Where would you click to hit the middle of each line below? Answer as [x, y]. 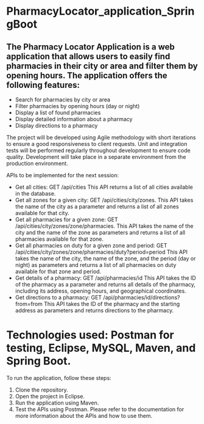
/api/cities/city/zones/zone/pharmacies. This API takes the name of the [104, 226]
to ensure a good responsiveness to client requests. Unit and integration [97, 144]
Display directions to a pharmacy [56, 126]
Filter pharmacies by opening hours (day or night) [77, 106]
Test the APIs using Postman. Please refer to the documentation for [100, 409]
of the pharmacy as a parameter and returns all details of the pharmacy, [105, 284]
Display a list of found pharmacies [58, 112]
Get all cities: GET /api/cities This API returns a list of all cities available [104, 187]
